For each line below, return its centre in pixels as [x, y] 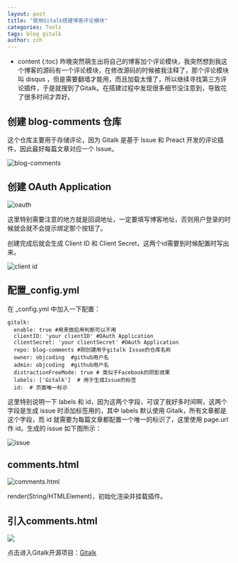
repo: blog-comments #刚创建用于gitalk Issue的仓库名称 [92, 350]
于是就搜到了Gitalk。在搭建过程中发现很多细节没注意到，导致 [131, 88]
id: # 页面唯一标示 [41, 388]
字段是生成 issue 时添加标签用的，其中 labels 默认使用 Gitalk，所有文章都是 [117, 410]
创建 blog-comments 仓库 [64, 121]
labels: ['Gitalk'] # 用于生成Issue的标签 [75, 380]
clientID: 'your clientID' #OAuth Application [84, 336]
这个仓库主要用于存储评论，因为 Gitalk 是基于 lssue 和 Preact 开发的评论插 [116, 140]
